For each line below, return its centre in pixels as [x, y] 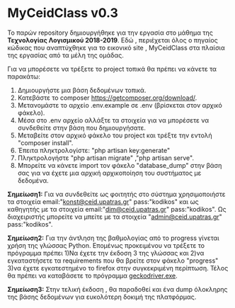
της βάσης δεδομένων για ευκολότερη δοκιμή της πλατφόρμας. [102, 297]
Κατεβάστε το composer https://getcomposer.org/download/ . [107, 98]
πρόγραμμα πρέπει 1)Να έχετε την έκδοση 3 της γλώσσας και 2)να [106, 253]
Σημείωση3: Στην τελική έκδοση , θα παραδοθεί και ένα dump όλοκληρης [117, 289]
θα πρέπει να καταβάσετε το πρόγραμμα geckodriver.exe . [93, 275]
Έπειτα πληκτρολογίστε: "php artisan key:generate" [94, 150]
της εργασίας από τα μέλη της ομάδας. [65, 55]
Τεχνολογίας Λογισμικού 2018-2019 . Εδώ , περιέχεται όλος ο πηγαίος [113, 40]
